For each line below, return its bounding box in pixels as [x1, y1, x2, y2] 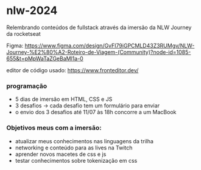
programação [6, 81, 48, 90]
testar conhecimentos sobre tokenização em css [15, 157, 138, 164]
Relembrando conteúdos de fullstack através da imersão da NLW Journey [6, 24, 192, 31]
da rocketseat [6, 30, 41, 37]
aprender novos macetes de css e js [15, 150, 107, 158]
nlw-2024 [6, 4, 58, 18]
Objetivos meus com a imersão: [6, 124, 102, 132]
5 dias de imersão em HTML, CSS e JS [15, 95, 113, 103]
